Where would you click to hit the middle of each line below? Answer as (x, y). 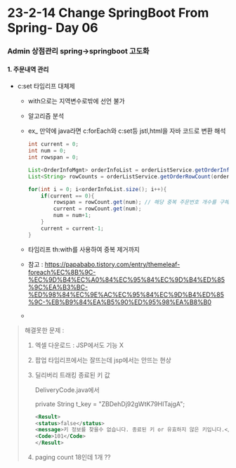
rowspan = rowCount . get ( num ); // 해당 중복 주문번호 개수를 (135, 202)
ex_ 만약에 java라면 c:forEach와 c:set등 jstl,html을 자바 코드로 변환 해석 (127, 131)
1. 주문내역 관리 (28, 69)
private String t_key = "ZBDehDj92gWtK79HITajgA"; (110, 404)
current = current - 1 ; (72, 228)
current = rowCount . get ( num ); (97, 209)
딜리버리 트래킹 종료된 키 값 (72, 375)
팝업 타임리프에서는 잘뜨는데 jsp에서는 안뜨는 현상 (103, 360)
